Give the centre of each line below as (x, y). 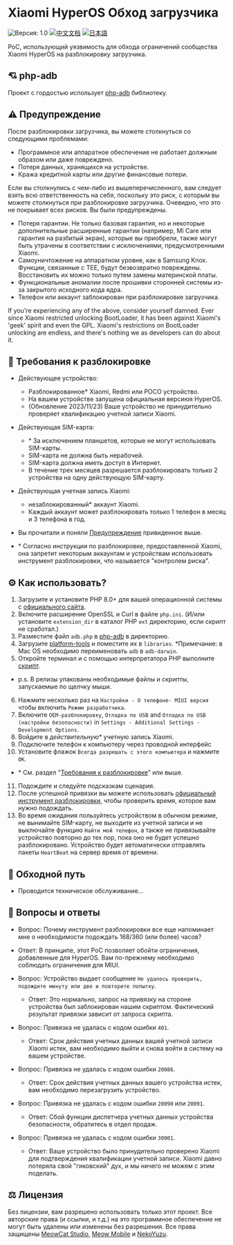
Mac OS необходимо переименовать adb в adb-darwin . (98, 651)
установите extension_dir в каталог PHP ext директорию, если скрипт (122, 622)
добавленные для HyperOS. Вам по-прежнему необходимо (106, 957)
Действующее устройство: (58, 378)
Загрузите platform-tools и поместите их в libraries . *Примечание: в (120, 644)
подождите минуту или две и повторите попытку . (87, 985)
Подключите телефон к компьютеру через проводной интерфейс (114, 745)
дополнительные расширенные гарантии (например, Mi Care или (114, 230)
